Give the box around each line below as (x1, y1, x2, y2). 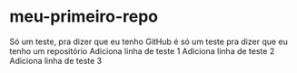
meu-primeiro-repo (9, 6, 159, 27)
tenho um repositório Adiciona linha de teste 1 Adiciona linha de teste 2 (9, 45, 275, 56)
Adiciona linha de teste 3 (9, 55, 103, 66)
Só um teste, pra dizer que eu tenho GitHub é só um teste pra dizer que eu (9, 36, 289, 47)
